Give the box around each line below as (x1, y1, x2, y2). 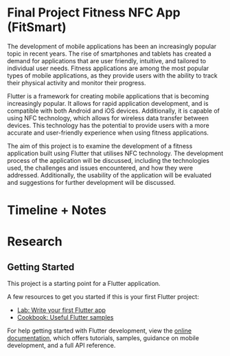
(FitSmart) (7, 19, 67, 35)
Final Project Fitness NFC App (7, 5, 181, 21)
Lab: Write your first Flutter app (16, 306, 106, 314)
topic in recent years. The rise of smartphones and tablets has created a (7, 49, 211, 58)
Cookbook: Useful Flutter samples (16, 313, 114, 322)
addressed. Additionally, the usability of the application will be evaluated (7, 170, 211, 179)
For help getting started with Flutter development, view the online (7, 326, 192, 335)
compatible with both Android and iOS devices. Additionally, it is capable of (7, 107, 220, 115)
